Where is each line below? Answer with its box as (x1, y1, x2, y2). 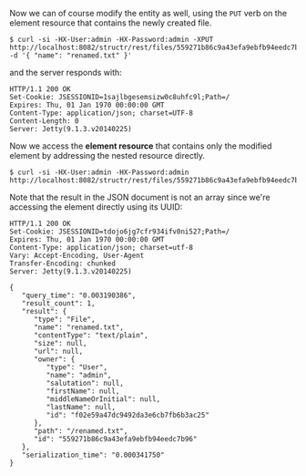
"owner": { (33, 355, 76, 364)
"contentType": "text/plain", (33, 331, 148, 340)
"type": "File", (33, 315, 96, 324)
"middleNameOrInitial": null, (46, 395, 161, 404)
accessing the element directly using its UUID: (9, 202, 183, 212)
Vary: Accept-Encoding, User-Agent (9, 251, 145, 260)
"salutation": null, (46, 378, 125, 388)
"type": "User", (46, 363, 107, 372)
